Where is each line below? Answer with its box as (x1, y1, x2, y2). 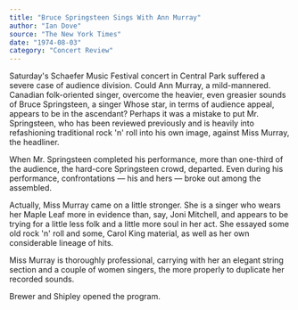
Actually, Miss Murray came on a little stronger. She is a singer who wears (9, 200, 281, 210)
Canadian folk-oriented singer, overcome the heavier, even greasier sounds (9, 90, 286, 101)
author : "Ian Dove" (9, 21, 82, 30)
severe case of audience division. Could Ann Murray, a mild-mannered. (9, 80, 271, 91)
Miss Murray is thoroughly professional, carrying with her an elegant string (9, 255, 284, 265)
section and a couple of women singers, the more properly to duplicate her (9, 265, 285, 275)
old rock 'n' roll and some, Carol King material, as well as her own (9, 228, 250, 239)
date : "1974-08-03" (9, 37, 82, 47)
